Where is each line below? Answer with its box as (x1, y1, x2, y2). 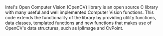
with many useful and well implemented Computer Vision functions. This (5, 9, 154, 15)
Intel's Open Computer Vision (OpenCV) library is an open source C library (5, 4, 159, 10)
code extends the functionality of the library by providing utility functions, (5, 15, 156, 20)
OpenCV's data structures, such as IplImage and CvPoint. (5, 25, 124, 31)
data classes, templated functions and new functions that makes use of (5, 20, 152, 26)
